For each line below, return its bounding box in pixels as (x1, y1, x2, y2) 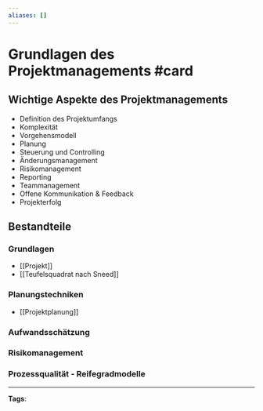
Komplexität (19, 122, 59, 132)
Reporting (19, 172, 52, 181)
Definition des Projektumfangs (19, 114, 117, 123)
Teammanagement (19, 180, 81, 190)
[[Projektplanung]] (19, 307, 79, 316)
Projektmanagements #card (8, 62, 194, 79)
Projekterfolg (19, 197, 62, 206)
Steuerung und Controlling (19, 147, 106, 157)
